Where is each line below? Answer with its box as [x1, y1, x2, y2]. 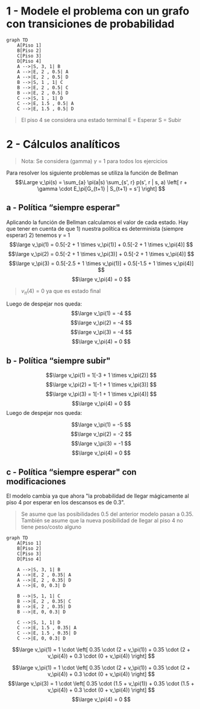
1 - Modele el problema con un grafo [6, 4, 190, 18]
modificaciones [6, 476, 66, 487]
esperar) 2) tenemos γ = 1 [6, 231, 70, 239]
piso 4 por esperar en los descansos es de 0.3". [6, 499, 125, 506]
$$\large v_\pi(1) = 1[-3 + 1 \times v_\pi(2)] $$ [46, 371, 157, 379]
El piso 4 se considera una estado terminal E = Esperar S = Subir [20, 116, 182, 123]
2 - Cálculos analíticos [6, 138, 120, 152]
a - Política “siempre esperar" [6, 202, 120, 213]
